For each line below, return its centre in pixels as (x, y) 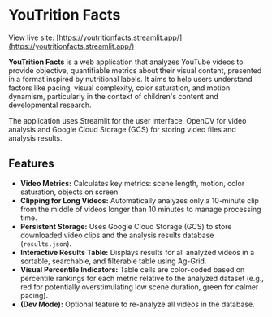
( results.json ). (45, 243)
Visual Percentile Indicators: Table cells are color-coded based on (132, 269)
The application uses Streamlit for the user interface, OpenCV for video (127, 120)
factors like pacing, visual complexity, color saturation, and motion (119, 88)
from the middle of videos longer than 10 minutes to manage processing (140, 209)
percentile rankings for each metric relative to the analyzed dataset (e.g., (142, 278)
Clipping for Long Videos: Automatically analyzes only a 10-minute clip (140, 200)
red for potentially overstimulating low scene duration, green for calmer (139, 287)
